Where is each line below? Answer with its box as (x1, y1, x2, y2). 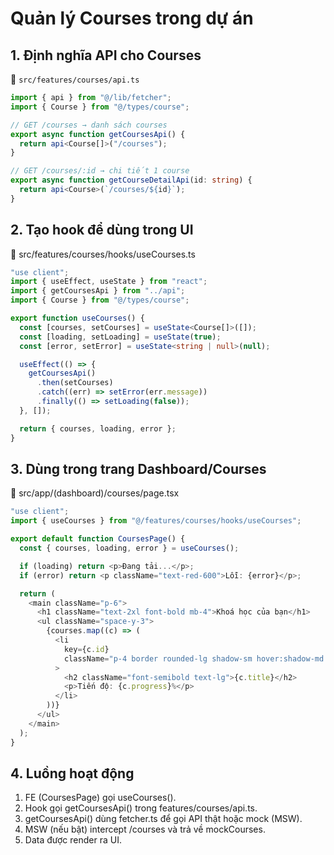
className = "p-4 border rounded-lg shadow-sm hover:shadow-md (63, 653, 325, 664)
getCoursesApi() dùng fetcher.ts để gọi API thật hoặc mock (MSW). (24, 813, 303, 825)
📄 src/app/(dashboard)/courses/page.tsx (10, 487, 180, 499)
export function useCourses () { (10, 313, 145, 324)
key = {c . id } (63, 644, 110, 654)
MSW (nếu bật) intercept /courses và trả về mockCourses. (24, 823, 266, 836)
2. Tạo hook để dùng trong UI (10, 222, 194, 239)
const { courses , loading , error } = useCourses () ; (19, 543, 240, 553)
